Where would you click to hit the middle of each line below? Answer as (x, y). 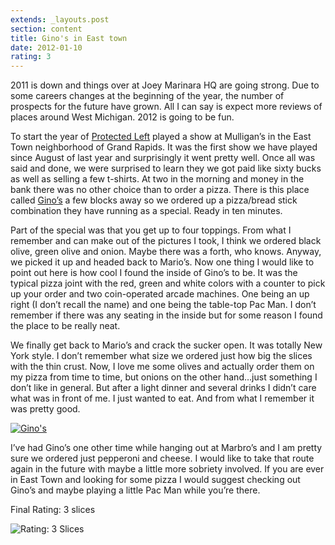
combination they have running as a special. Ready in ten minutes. (146, 211)
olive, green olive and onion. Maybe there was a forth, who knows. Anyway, (166, 252)
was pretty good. (45, 409)
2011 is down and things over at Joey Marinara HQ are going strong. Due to (165, 85)
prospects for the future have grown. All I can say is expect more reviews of (166, 107)
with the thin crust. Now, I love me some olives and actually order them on (162, 367)
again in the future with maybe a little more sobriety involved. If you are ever (167, 469)
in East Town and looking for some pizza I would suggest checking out (155, 480)
